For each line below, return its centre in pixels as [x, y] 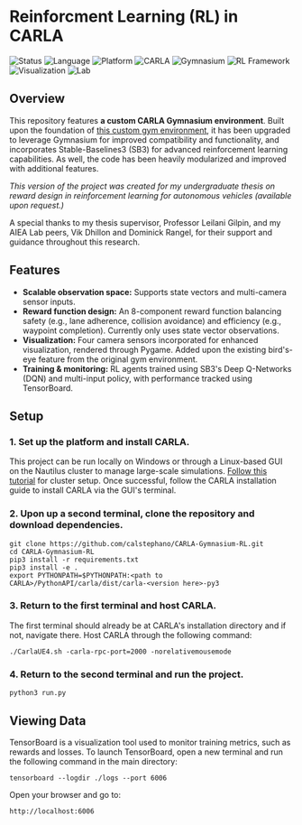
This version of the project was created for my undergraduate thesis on [142, 186]
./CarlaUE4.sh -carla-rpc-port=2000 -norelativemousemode [120, 652]
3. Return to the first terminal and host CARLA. [113, 606]
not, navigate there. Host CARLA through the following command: [131, 635]
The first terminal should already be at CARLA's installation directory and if [148, 626]
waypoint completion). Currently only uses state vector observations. [151, 330]
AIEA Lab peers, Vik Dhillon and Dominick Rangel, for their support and [141, 232]
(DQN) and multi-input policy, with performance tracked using [137, 378]
